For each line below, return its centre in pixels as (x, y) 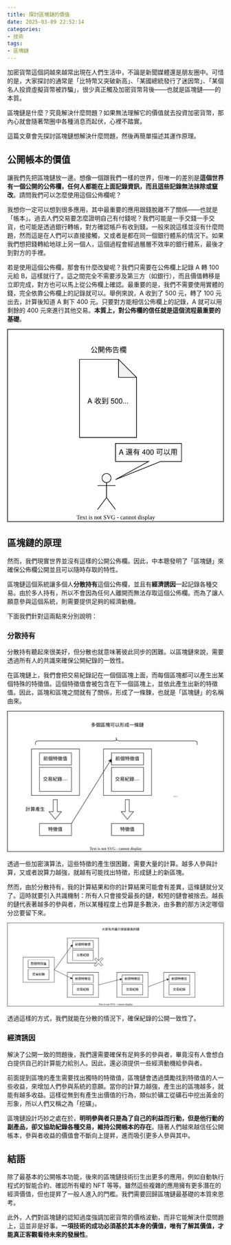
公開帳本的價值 (39, 160)
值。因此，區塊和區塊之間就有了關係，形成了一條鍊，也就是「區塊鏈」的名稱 (115, 692)
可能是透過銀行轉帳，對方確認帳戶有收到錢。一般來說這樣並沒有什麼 (121, 227)
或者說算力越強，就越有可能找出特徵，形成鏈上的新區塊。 (106, 872)
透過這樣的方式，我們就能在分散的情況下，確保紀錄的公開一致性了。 (103, 1018)
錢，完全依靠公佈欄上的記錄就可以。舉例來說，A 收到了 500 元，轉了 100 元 (114, 293)
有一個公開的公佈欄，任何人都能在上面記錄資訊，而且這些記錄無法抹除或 (109, 186)
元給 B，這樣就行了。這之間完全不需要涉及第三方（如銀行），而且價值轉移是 (114, 276)
